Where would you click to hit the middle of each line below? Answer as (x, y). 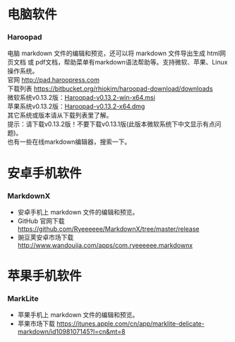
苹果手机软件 (45, 276)
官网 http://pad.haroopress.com (54, 80)
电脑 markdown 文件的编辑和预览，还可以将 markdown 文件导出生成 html (114, 53)
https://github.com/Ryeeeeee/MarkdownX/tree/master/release (108, 229)
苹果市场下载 (36, 324)
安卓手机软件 (45, 173)
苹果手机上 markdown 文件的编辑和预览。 (78, 315)
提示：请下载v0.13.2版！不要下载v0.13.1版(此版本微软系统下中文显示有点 (111, 124)
